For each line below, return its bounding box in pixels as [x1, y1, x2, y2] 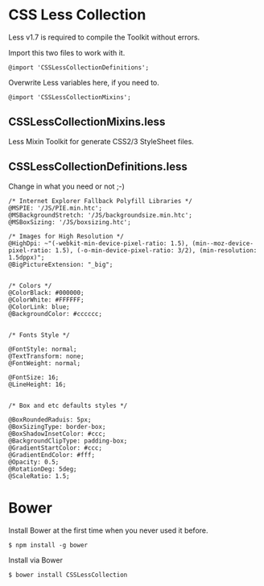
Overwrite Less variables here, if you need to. [8, 77, 159, 87]
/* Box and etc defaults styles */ [8, 401, 128, 409]
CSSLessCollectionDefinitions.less [8, 160, 188, 174]
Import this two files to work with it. [8, 48, 126, 57]
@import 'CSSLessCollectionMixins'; [8, 93, 131, 102]
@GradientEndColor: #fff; [8, 451, 95, 459]
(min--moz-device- [192, 239, 254, 247]
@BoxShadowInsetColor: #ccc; [8, 430, 106, 438]
